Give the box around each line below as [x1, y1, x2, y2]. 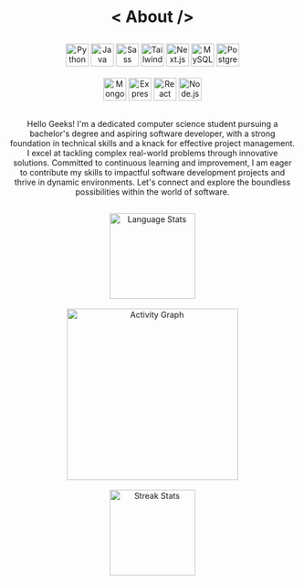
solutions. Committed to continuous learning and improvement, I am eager [12, 157, 293, 168]
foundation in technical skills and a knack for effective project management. [9, 137, 296, 148]
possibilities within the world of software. [75, 186, 230, 197]
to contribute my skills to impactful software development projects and [19, 166, 286, 177]
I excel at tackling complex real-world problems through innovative [26, 147, 278, 158]
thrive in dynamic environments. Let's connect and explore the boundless [14, 176, 291, 187]
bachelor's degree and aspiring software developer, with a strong [29, 128, 276, 139]
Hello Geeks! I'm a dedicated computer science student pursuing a [26, 118, 278, 129]
